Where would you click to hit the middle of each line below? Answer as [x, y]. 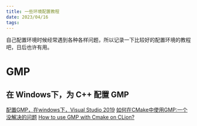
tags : [13, 22]
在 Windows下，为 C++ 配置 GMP [67, 94]
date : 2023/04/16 [27, 17]
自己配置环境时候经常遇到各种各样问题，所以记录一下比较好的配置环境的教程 [98, 40]
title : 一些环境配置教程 [33, 11]
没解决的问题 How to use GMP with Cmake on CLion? [70, 117]
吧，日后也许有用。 [29, 47]
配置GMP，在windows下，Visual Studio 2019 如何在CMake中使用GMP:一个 [97, 110]
